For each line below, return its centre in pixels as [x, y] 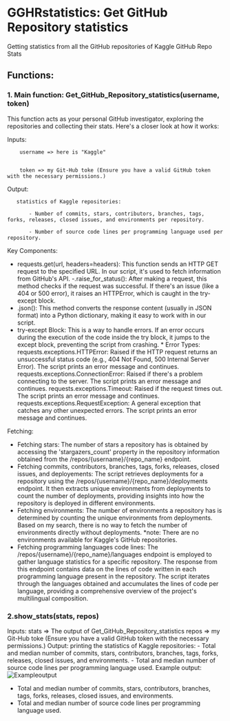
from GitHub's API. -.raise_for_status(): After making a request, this [112, 278]
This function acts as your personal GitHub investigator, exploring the [106, 119]
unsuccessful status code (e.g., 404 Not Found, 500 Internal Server [113, 359]
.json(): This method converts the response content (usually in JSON [114, 307]
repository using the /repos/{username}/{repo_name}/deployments [112, 481]
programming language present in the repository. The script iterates [113, 576]
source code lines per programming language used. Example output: [104, 667]
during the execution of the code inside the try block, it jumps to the [113, 337]
